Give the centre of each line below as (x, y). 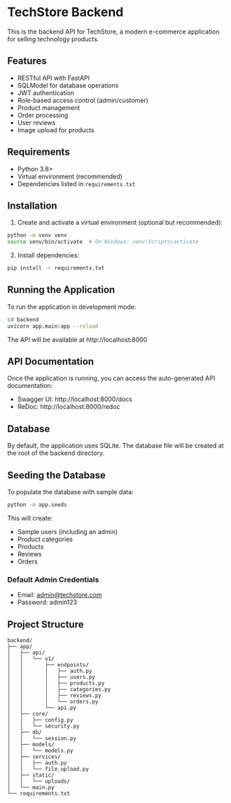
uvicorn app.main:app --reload (53, 326)
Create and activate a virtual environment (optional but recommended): (120, 223)
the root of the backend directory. (56, 453)
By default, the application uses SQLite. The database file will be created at (115, 446)
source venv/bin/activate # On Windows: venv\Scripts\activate (103, 242)
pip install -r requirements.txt (56, 268)
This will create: (30, 518)
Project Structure (45, 624)
